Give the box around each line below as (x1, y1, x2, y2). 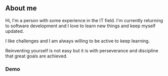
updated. (5, 28, 24, 34)
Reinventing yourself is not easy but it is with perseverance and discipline (5, 47, 158, 53)
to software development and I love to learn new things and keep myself (5, 23, 156, 29)
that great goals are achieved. (5, 53, 68, 59)
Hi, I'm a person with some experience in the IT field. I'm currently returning (5, 17, 163, 23)
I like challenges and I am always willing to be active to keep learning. (5, 38, 150, 44)
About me (5, 4, 37, 13)
